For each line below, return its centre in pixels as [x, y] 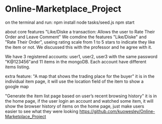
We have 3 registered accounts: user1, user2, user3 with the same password [81, 56]
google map [17, 86]
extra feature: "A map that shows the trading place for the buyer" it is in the [80, 76]
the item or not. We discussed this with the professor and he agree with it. [79, 47]
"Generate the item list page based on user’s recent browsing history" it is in [81, 96]
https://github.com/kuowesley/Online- [117, 111]
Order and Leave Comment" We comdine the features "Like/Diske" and [76, 37]
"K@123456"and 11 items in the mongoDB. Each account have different [76, 62]
